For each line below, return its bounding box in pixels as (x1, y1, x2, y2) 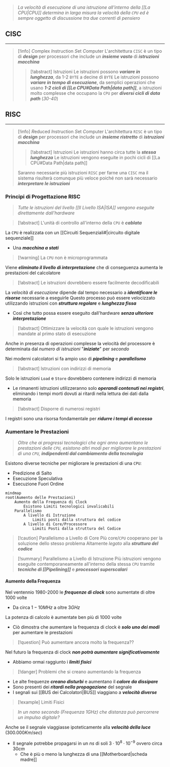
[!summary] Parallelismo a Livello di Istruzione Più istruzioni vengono (17, 556, 161, 562)
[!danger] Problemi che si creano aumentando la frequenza (17, 669, 141, 675)
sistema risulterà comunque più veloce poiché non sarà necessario (17, 175, 158, 181)
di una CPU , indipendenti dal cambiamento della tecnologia (17, 451, 143, 457)
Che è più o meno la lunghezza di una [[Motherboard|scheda (20, 751, 148, 757)
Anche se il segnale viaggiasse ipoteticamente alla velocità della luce (5, 724, 151, 731)
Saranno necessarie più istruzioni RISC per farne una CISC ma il (17, 169, 148, 175)
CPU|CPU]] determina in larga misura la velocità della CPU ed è (17, 10, 149, 16)
